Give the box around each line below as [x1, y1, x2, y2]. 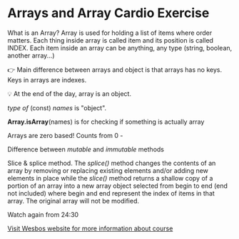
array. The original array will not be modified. [7, 196, 140, 205]
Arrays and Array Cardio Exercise [7, 5, 210, 21]
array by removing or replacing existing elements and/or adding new [7, 166, 209, 175]
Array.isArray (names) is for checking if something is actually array [7, 117, 205, 126]
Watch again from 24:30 [7, 210, 79, 218]
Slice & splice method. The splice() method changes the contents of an [7, 159, 216, 167]
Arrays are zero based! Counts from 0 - [7, 131, 123, 139]
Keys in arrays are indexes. [7, 75, 87, 84]
